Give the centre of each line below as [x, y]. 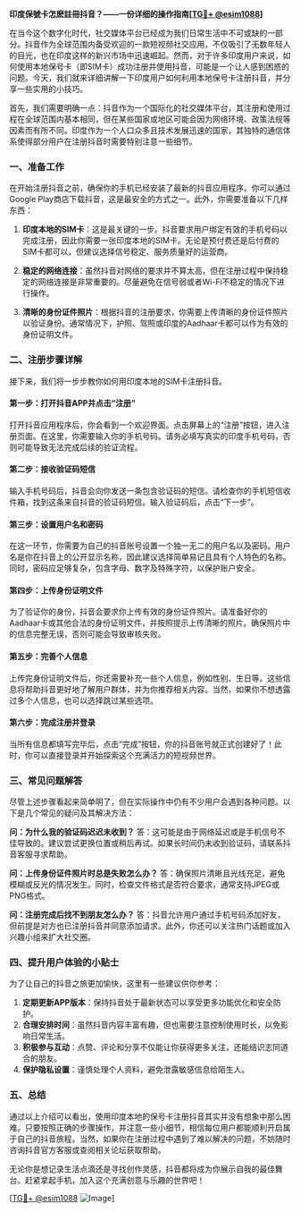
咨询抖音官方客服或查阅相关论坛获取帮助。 [87, 1149]
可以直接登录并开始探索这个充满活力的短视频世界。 [126, 755]
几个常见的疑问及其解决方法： [79, 813]
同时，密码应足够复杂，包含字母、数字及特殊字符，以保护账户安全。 [134, 568]
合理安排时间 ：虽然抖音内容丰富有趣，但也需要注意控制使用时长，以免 [151, 1025]
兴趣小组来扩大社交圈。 [52, 937]
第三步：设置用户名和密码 [56, 524]
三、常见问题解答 [46, 780]
